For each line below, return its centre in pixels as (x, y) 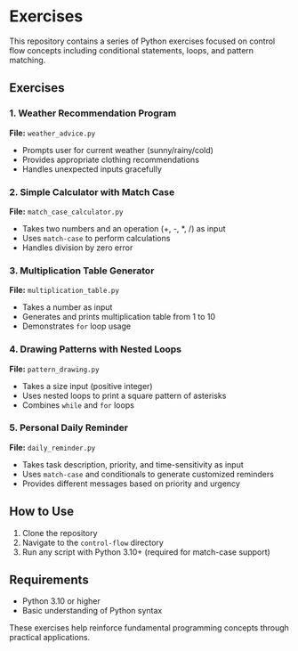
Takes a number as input (67, 307)
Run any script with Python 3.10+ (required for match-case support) (146, 552)
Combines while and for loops (78, 405)
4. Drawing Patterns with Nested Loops (96, 349)
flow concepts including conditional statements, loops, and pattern (132, 50)
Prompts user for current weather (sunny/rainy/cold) (117, 150)
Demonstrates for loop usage (77, 326)
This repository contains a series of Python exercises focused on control (142, 41)
